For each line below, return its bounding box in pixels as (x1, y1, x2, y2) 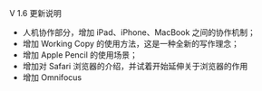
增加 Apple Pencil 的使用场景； (22, 50, 139, 60)
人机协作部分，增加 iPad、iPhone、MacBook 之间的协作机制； (22, 27, 257, 38)
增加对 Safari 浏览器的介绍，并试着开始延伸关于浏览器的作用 (22, 61, 248, 71)
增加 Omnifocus (22, 72, 82, 83)
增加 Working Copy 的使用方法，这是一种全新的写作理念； (22, 39, 240, 49)
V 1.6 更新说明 (9, 8, 62, 18)
